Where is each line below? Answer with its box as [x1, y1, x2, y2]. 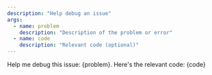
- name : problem [13, 22, 59, 29]
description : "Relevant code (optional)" [19, 42, 139, 48]
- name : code [13, 35, 51, 42]
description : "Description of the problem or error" [19, 29, 173, 36]
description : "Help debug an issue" [7, 10, 111, 17]
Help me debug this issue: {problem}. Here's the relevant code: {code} [7, 61, 207, 68]
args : [7, 16, 23, 23]
